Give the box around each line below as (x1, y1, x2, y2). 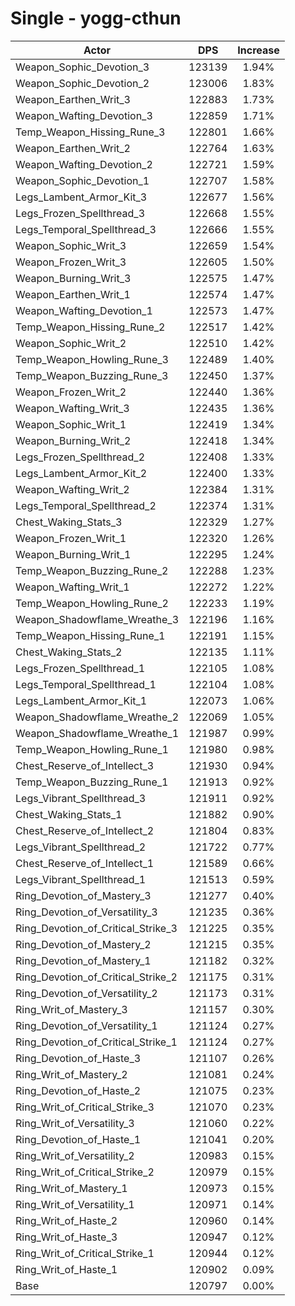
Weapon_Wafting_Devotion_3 (15, 108, 153, 122)
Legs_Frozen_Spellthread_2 (15, 450, 146, 464)
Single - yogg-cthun (10, 7, 182, 30)
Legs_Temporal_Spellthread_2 (15, 498, 157, 512)
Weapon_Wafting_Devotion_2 (15, 157, 153, 171)
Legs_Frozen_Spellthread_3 (15, 206, 146, 220)
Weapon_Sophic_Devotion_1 (15, 173, 150, 187)
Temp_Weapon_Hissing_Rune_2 (15, 320, 166, 334)
